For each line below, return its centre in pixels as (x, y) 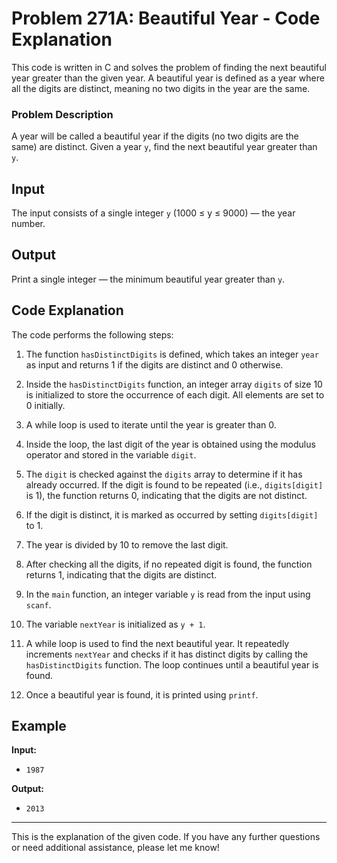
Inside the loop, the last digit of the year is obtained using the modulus (170, 444)
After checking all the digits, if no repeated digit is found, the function (169, 564)
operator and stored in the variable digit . (111, 454)
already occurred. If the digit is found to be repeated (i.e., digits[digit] (174, 484)
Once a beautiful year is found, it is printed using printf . (142, 694)
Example (39, 726)
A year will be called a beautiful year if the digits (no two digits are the (155, 136)
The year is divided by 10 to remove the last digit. (127, 544)
